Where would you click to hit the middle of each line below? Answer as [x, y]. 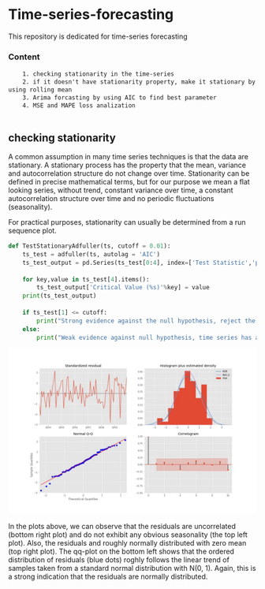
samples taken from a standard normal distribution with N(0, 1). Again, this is [132, 568]
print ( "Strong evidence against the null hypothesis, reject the [146, 321]
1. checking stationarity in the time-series [99, 74]
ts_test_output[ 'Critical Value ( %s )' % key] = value [123, 288]
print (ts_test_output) [60, 296]
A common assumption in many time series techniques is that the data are [128, 157]
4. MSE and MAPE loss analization [79, 106]
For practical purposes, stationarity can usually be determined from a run [127, 222]
